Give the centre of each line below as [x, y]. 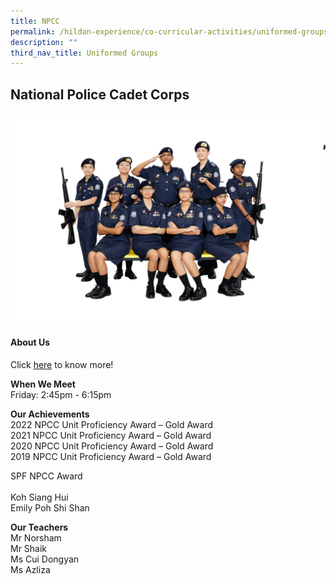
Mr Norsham [36, 537]
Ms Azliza [30, 569]
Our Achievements [50, 414]
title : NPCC [35, 21]
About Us [30, 342]
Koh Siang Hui [39, 497]
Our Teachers [39, 527]
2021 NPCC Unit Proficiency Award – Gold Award [111, 435]
